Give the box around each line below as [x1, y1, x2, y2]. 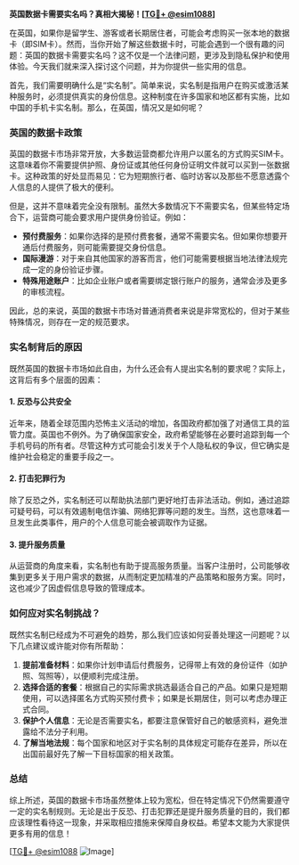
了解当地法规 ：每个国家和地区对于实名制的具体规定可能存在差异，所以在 [21, 737, 287, 747]
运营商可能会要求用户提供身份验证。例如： [32, 212, 189, 223]
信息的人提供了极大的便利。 [16, 182, 118, 192]
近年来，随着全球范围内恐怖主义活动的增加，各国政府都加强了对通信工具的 [9, 418, 282, 428]
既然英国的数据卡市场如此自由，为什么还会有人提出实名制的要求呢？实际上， [9, 363, 290, 373]
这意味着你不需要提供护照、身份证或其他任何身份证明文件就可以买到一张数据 [9, 159, 290, 170]
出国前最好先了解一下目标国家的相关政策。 [21, 748, 179, 759]
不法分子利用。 [37, 726, 93, 737]
